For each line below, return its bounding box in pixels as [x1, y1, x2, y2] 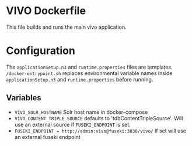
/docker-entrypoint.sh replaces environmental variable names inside [6, 69, 173, 77]
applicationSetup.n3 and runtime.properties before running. [6, 76, 153, 83]
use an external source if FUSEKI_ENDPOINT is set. [14, 121, 131, 128]
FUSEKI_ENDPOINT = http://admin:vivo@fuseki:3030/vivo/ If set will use [14, 127, 187, 134]
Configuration [6, 44, 76, 57]
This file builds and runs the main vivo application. [6, 23, 127, 30]
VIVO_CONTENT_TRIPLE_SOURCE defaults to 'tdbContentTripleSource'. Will [14, 114, 183, 121]
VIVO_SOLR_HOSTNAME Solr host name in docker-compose [14, 108, 148, 116]
